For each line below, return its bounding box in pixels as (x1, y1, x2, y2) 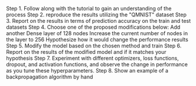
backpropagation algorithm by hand (6, 73, 93, 80)
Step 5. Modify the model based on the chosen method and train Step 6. (6, 42, 182, 49)
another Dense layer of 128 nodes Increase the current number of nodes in (6, 30, 188, 37)
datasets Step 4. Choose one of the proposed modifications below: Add (6, 23, 181, 30)
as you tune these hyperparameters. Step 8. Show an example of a (6, 67, 168, 74)
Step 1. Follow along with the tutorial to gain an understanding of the (6, 5, 172, 12)
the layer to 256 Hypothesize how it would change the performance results (6, 36, 189, 43)
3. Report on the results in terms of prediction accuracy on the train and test (6, 18, 191, 24)
